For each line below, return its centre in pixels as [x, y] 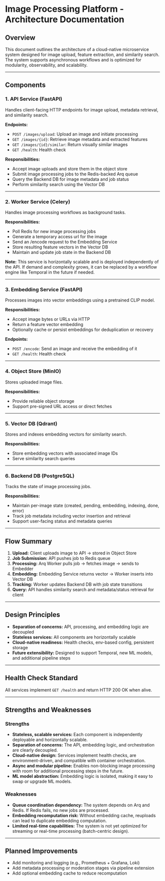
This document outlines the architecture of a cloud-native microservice [77, 49]
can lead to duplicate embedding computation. [59, 821]
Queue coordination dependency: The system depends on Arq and [81, 805]
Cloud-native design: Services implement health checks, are [74, 755]
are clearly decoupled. [35, 750]
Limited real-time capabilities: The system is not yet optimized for [80, 826]
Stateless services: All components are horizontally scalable [74, 637]
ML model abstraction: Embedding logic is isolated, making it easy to [82, 776]
